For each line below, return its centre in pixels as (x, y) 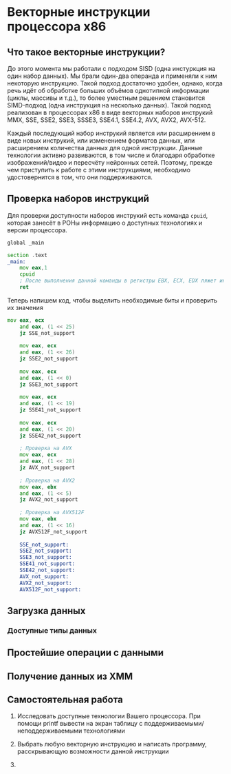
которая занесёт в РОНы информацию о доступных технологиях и (105, 223)
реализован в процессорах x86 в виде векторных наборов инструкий (110, 112)
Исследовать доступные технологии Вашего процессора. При (109, 716)
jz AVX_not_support (47, 468)
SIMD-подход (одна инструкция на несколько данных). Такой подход (109, 105)
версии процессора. (37, 230)
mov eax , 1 (34, 268)
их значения (25, 307)
